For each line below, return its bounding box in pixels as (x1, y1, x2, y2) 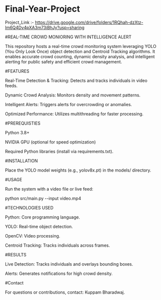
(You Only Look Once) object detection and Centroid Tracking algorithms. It (5, 48, 156, 54)
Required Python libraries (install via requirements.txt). (5, 148, 114, 154)
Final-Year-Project (5, 3, 80, 15)
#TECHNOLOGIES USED (5, 205, 54, 210)
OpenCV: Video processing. (5, 233, 60, 238)
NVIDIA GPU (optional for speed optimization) (5, 139, 96, 145)
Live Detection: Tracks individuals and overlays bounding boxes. (5, 261, 133, 267)
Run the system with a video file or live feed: (5, 186, 93, 192)
